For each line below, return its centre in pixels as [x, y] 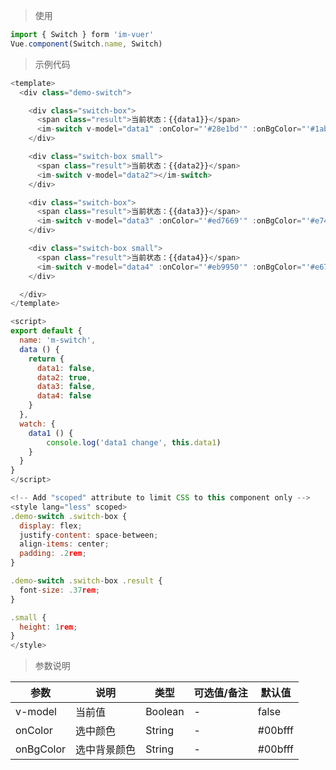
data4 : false [64, 396]
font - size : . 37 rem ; [60, 590]
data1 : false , [66, 368]
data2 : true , [64, 377]
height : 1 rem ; [48, 627]
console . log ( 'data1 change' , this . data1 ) [134, 442]
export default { [46, 331]
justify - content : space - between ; [89, 535]
